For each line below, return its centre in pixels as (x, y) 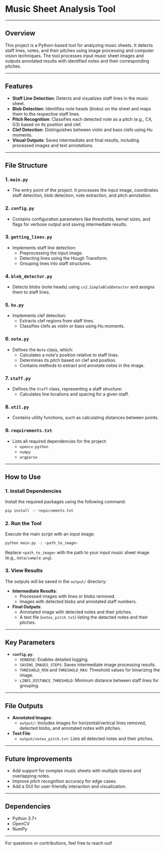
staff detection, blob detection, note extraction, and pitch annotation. (82, 195)
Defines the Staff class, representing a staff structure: (67, 389)
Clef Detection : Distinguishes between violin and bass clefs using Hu (82, 130)
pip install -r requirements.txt (39, 511)
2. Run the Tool (23, 524)
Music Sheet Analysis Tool (60, 9)
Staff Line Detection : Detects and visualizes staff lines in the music (80, 98)
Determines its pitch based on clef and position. (68, 360)
